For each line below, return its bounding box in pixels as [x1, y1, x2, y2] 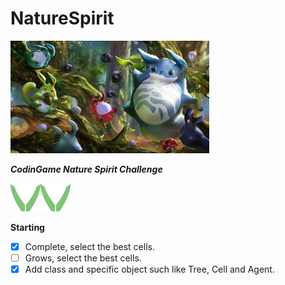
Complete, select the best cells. [24, 240, 155, 252]
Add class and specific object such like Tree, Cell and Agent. [24, 263, 275, 276]
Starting [10, 221, 45, 233]
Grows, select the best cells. [24, 252, 142, 264]
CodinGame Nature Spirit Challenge [10, 163, 163, 175]
